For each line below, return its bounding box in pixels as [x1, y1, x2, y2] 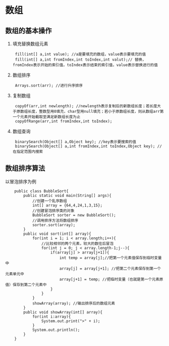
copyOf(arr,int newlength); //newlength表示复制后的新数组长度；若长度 [15, 104, 157, 109]
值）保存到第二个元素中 [5, 282, 47, 287]
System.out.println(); [32, 327, 80, 332]
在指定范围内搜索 [12, 149, 43, 154]
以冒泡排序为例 [5, 178, 36, 185]
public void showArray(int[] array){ [23, 310, 102, 315]
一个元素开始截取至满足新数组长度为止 [12, 114, 81, 119]
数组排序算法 [5, 164, 45, 172]
